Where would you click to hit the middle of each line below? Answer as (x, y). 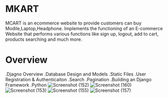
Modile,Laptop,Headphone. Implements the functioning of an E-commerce (84, 28)
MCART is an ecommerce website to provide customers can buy (73, 23)
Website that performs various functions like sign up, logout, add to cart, (82, 34)
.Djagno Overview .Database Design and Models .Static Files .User (76, 74)
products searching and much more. (44, 39)
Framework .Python (26, 85)
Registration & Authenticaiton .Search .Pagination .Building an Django (78, 79)
